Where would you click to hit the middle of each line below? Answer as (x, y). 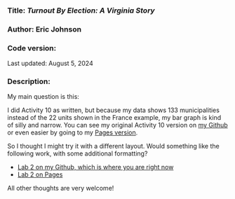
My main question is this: (43, 97)
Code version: (32, 48)
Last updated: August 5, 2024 (50, 63)
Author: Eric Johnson (45, 29)
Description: (29, 81)
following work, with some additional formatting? (78, 153)
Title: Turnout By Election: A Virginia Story (81, 11)
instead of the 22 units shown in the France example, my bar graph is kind (114, 118)
